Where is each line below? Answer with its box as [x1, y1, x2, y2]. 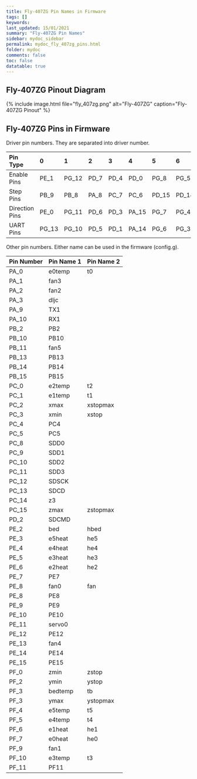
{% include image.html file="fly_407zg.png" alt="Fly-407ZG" [6, 100, 152, 107]
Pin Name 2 [87, 258, 120, 265]
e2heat [48, 563, 69, 571]
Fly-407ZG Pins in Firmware [6, 124, 110, 134]
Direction [9, 204, 34, 212]
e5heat [48, 535, 69, 542]
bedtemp [48, 687, 74, 695]
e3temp [48, 754, 70, 762]
